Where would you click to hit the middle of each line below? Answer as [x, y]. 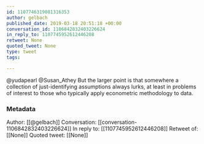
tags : [13, 57]
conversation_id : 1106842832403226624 [56, 29]
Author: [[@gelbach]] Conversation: [51, 122]
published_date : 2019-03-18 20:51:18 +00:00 [64, 23]
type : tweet [21, 52]
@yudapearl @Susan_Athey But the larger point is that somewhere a [93, 80]
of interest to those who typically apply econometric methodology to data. [100, 93]
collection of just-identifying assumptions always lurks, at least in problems [101, 87]
